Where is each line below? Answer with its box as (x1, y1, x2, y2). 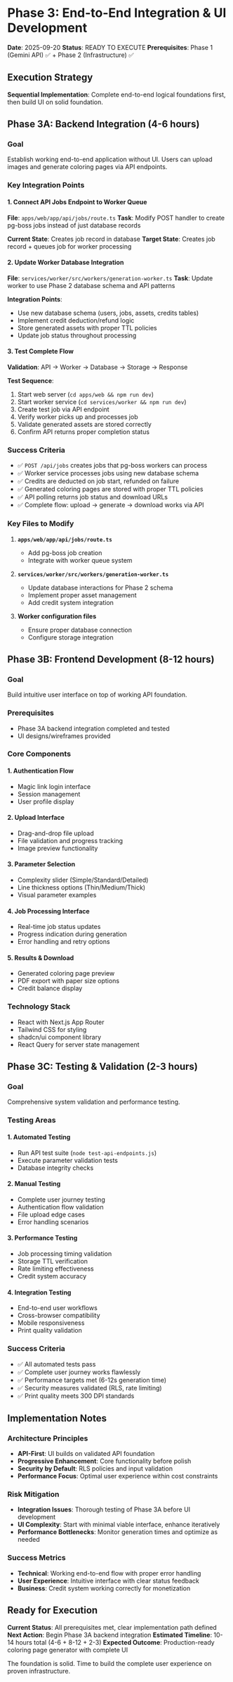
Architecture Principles (7, 1433, 88, 1443)
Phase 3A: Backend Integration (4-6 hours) (7, 118, 200, 130)
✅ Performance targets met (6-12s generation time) (17, 1376, 167, 1384)
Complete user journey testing (17, 1195, 105, 1204)
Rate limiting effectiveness (17, 1264, 95, 1273)
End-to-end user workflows (17, 1304, 98, 1312)
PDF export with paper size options (17, 977, 120, 985)
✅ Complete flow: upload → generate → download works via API (17, 501, 205, 509)
